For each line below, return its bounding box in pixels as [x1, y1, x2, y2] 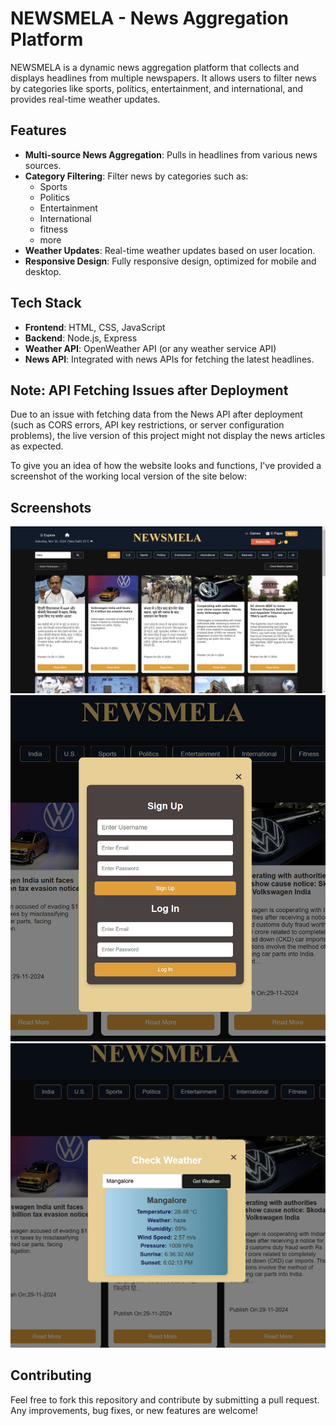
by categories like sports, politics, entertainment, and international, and [10, 82, 303, 94]
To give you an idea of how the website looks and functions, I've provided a [10, 460, 322, 472]
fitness [39, 223, 68, 235]
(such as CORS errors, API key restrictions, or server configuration [10, 419, 285, 431]
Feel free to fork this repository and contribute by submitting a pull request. [10, 1393, 320, 1406]
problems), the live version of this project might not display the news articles [10, 430, 326, 442]
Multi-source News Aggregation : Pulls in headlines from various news [24, 148, 318, 161]
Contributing [10, 1367, 92, 1384]
